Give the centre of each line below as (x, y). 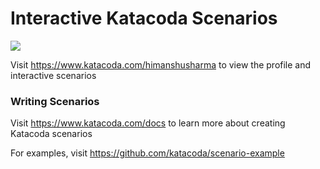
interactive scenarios (53, 75)
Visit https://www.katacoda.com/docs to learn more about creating (148, 123)
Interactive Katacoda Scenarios (144, 18)
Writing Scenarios (55, 101)
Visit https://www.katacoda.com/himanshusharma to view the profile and (161, 64)
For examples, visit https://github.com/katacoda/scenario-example (147, 153)
